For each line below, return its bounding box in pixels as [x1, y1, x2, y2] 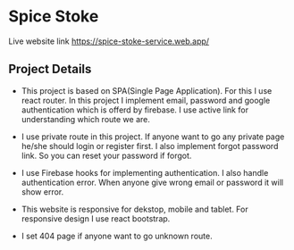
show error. [21, 186, 64, 197]
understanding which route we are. [21, 113, 151, 124]
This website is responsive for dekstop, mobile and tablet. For [21, 204, 248, 214]
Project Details [8, 62, 92, 77]
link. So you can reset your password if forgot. [21, 150, 192, 161]
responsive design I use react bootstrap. [21, 212, 171, 224]
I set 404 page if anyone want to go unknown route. [21, 230, 213, 241]
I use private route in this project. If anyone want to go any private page [21, 131, 285, 142]
